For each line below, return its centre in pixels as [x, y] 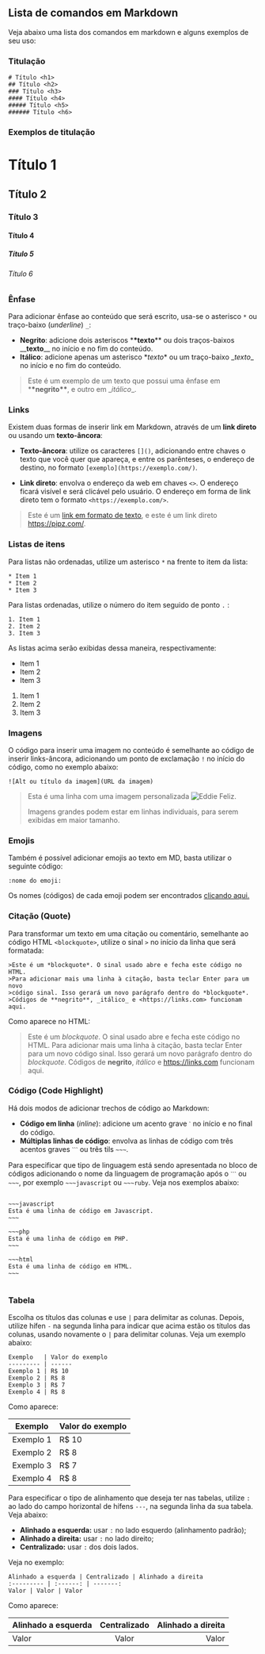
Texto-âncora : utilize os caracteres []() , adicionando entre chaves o [132, 451]
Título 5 [21, 254]
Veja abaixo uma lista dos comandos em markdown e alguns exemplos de [129, 32]
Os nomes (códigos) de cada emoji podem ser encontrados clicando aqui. [129, 896]
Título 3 [23, 217]
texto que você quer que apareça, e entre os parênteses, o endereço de [137, 459]
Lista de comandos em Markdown [93, 13]
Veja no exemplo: [36, 1563]
